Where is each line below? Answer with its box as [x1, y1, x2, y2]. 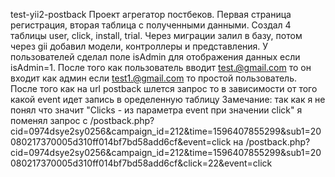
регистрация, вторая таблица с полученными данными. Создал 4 [10, 19, 292, 31]
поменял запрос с [10, 115, 88, 126]
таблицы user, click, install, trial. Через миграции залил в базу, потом [10, 30, 303, 41]
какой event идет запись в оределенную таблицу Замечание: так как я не [10, 94, 326, 105]
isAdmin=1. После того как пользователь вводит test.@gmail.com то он [10, 62, 312, 73]
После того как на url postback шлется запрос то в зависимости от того [10, 83, 318, 94]
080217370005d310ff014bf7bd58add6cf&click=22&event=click [10, 157, 273, 169]
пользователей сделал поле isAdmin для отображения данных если [10, 51, 301, 63]
